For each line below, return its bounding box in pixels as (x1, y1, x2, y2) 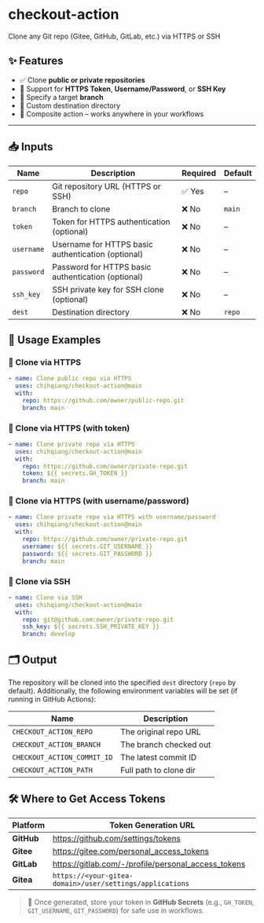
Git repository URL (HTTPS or (52, 181, 161, 192)
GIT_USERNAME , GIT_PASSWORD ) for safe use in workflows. (27, 906, 204, 915)
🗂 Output (8, 653, 57, 666)
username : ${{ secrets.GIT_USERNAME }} (22, 542, 153, 550)
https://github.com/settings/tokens (52, 833, 181, 844)
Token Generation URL (109, 819, 196, 830)
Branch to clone (52, 203, 111, 214)
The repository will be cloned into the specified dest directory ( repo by (8, 678, 236, 687)
